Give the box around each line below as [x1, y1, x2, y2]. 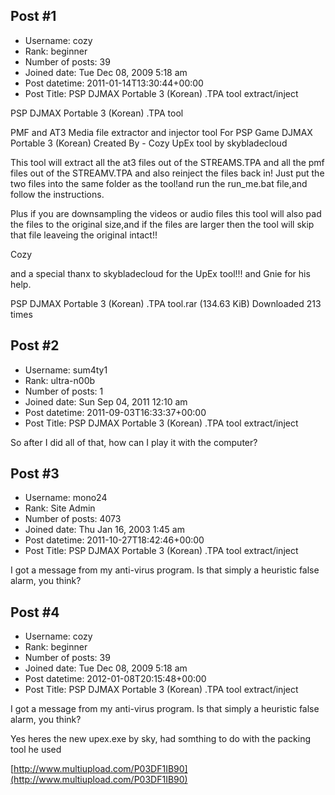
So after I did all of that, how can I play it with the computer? [10, 436, 258, 448]
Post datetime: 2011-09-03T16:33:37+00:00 [24, 406, 207, 418]
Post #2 [10, 337, 60, 354]
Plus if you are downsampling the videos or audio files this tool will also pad [10, 207, 322, 219]
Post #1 [10, 8, 57, 25]
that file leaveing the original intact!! [10, 229, 158, 241]
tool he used [10, 744, 62, 756]
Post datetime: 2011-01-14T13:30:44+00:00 [24, 77, 204, 89]
